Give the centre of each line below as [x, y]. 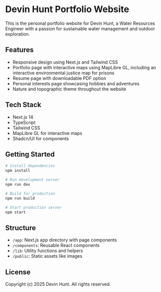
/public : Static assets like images [47, 256]
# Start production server [34, 207]
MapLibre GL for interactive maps [47, 133]
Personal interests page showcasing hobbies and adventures [76, 83]
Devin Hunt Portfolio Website [67, 9]
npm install [18, 171]
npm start [16, 212]
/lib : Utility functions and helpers [48, 251]
